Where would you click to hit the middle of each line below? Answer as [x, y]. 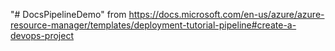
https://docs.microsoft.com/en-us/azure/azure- [226, 14]
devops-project [42, 35]
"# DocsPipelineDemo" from [68, 14]
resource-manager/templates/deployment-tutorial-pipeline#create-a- [153, 25]
